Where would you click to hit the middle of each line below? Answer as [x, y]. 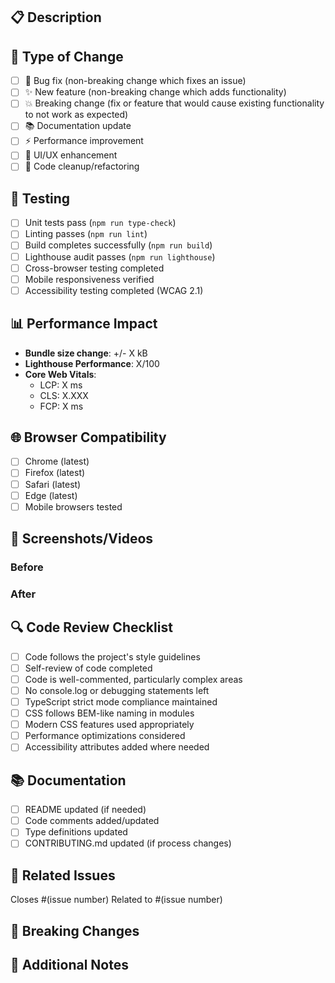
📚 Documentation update [78, 126]
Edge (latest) [51, 495]
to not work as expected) [76, 115]
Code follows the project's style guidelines [112, 656]
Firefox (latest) [55, 473]
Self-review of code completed [88, 668]
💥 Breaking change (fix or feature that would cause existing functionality [174, 103]
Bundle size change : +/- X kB [86, 353]
